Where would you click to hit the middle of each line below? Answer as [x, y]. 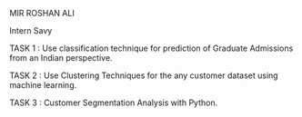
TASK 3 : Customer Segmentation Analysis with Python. [114, 102]
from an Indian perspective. [61, 58]
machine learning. [43, 85]
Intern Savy [31, 30]
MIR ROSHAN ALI [42, 13]
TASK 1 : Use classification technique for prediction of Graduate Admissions [151, 48]
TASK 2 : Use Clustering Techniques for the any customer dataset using [144, 75]
